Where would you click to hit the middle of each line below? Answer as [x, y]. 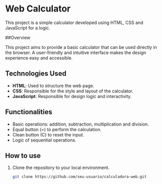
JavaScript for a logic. [28, 27]
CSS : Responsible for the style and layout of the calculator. [73, 91]
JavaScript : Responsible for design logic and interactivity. [72, 96]
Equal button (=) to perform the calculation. [57, 129]
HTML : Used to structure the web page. [53, 85]
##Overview [18, 37]
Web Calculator [38, 9]
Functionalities [29, 112]
